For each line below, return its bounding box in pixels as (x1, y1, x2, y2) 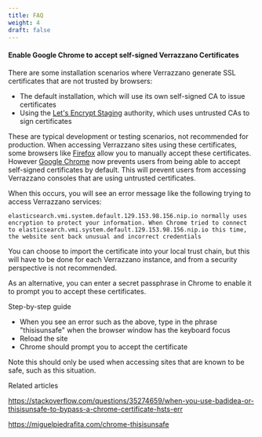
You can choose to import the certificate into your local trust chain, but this (8, 246, 250, 256)
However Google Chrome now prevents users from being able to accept (8, 156, 241, 166)
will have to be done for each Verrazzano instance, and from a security (8, 254, 238, 264)
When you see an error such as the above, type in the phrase (19, 317, 218, 326)
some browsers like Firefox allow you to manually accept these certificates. (8, 148, 252, 158)
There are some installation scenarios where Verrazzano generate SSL (8, 67, 237, 77)
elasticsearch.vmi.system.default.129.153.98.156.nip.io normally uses (8, 212, 247, 220)
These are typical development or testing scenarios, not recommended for (8, 131, 249, 141)
